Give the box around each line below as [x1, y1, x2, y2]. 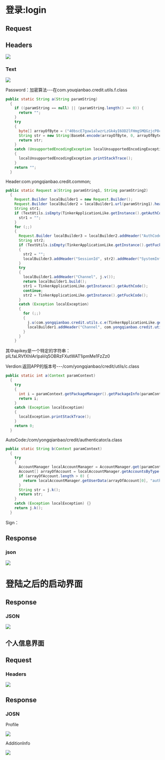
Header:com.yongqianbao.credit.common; [5, 178, 91, 184]
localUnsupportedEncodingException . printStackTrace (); [18, 156, 133, 161]
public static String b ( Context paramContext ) [5, 446, 102, 451]
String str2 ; [18, 238, 46, 243]
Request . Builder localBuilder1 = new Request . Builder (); [14, 197, 133, 202]
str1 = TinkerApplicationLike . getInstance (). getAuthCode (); [23, 283, 148, 288]
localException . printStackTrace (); [18, 414, 92, 419]
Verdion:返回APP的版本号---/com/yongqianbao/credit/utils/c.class [5, 363, 140, 369]
